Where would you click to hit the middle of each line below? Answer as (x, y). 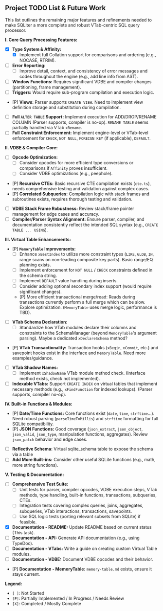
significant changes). (40, 292)
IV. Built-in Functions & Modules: (39, 404)
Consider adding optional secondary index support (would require (85, 286)
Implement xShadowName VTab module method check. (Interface (82, 373)
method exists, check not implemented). (60, 379)
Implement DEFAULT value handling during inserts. (69, 280)
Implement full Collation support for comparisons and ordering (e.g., (88, 55)
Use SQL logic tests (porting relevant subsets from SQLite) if (80, 516)
